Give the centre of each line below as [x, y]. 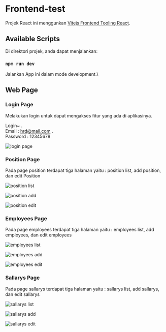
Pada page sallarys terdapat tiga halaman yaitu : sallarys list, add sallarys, [82, 289]
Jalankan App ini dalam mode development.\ [52, 74]
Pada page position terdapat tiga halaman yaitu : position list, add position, [83, 170]
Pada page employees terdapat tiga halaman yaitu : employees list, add [80, 230]
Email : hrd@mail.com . [29, 131]
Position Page [23, 159]
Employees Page [26, 218]
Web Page [22, 90]
